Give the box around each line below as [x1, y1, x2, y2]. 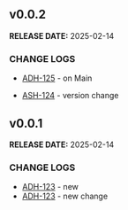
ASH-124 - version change [21, 90, 119, 101]
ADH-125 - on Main [21, 73, 93, 83]
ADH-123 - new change [21, 191, 109, 202]
